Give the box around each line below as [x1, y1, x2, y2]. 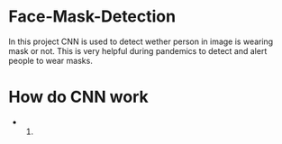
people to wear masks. [8, 55, 94, 66]
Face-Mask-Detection [8, 6, 177, 27]
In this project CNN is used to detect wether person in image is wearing [8, 36, 274, 47]
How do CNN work [8, 87, 150, 107]
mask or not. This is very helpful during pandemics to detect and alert [8, 45, 268, 56]
